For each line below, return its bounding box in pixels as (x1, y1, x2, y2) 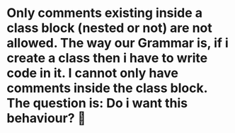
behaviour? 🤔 (6, 110, 86, 127)
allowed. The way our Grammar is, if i (6, 35, 229, 51)
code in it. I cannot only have (6, 65, 178, 81)
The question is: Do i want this (6, 96, 188, 111)
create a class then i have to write (6, 50, 208, 66)
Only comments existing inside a (6, 5, 203, 21)
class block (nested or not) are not (6, 20, 213, 36)
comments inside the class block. (6, 80, 208, 96)
